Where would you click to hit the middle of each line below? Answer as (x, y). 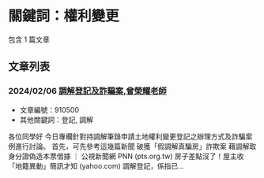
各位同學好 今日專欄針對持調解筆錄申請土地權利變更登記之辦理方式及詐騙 (127, 136)
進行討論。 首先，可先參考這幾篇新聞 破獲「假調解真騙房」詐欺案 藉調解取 (136, 146)
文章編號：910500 (49, 109)
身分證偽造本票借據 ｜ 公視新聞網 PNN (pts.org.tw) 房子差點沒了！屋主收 (126, 156)
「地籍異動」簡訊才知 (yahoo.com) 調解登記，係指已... (96, 165)
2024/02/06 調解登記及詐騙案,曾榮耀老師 (88, 91)
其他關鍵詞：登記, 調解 (56, 120)
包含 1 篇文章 (29, 39)
